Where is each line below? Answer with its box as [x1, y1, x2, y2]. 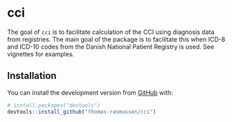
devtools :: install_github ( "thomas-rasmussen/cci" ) [7, 108, 157, 115]
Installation [7, 70, 57, 82]
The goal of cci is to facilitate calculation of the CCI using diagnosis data [7, 28, 215, 36]
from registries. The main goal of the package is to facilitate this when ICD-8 [7, 35, 226, 43]
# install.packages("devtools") [7, 102, 100, 109]
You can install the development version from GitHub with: [7, 88, 173, 96]
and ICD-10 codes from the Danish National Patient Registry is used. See [7, 42, 215, 51]
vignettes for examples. [7, 50, 75, 58]
